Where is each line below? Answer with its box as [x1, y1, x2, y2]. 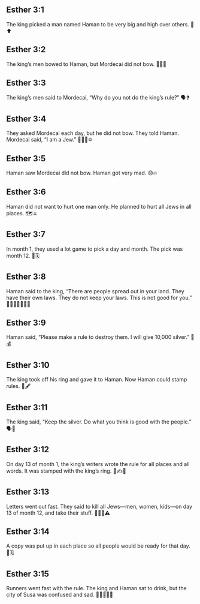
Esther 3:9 [6, 317, 46, 327]
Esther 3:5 [6, 153, 46, 164]
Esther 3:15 [6, 569, 50, 579]
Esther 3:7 [6, 229, 46, 239]
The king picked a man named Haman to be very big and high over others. [6, 20, 190, 28]
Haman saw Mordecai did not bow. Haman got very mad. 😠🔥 [6, 169, 157, 176]
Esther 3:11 [6, 402, 48, 413]
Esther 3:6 [6, 187, 46, 197]
